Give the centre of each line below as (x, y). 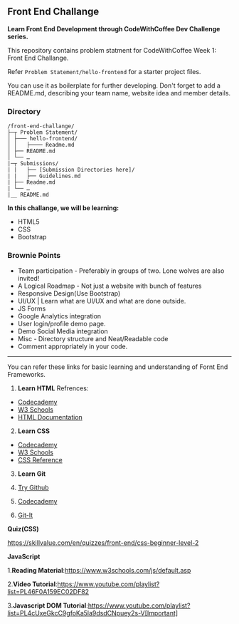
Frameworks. (27, 375)
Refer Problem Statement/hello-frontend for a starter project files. (104, 71)
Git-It (25, 515)
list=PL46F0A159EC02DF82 (48, 592)
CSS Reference (40, 460)
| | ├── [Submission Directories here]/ (71, 170)
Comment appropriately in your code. (73, 347)
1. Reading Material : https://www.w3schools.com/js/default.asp (99, 571)
